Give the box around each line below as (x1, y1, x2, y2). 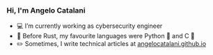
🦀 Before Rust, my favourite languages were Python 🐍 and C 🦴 (16, 32, 196, 40)
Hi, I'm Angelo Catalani (6, 6, 86, 15)
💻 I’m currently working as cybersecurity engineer (16, 22, 163, 30)
